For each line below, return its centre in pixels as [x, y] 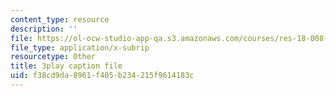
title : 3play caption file [66, 66]
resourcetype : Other [53, 57]
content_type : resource [60, 19]
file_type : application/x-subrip [80, 47]
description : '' [44, 29]
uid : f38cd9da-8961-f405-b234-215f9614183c [102, 76]
